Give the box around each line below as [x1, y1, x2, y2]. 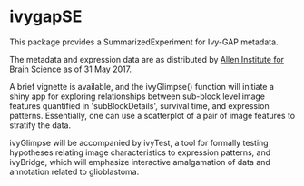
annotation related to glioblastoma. [9, 166, 140, 177]
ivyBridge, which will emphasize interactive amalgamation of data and [9, 156, 270, 167]
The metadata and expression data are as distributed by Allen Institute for [9, 54, 284, 64]
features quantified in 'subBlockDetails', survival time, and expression [9, 100, 270, 111]
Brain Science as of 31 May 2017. [9, 64, 132, 74]
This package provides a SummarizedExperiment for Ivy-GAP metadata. [9, 36, 279, 47]
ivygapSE [9, 6, 83, 27]
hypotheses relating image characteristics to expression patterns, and [9, 147, 270, 158]
